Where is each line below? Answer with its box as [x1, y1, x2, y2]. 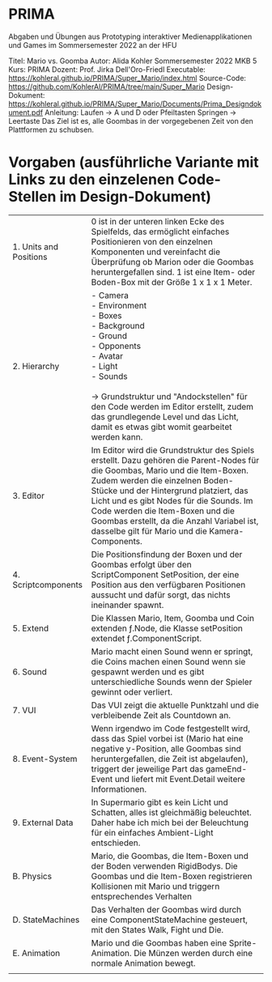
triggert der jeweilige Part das [91, 763, 204, 774]
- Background [91, 320, 146, 331]
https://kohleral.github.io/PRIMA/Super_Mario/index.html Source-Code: [8, 73, 247, 83]
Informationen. [91, 783, 147, 794]
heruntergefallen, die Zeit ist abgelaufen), [91, 753, 249, 764]
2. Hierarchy [12, 360, 60, 372]
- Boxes [91, 309, 123, 321]
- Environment [91, 300, 147, 311]
